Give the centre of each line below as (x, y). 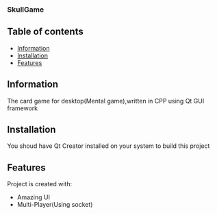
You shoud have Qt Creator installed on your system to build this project (108, 146)
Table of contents (45, 32)
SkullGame (26, 10)
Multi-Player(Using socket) (55, 205)
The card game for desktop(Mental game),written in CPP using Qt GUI (106, 101)
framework (23, 108)
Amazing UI (33, 197)
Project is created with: (40, 184)
